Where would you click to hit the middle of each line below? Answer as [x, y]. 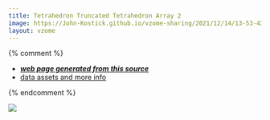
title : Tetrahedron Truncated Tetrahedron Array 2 [95, 16]
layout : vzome [32, 30]
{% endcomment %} [42, 93]
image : [19, 23]
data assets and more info [63, 78]
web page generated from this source [84, 69]
